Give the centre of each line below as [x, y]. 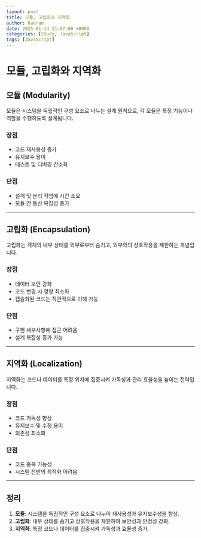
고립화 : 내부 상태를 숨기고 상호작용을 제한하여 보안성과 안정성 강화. [92, 521]
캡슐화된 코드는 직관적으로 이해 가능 [57, 299]
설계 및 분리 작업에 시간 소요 [48, 196]
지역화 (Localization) [44, 364]
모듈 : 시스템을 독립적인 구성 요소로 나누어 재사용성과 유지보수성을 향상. [97, 514]
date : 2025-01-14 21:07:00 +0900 [48, 28]
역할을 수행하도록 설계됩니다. [40, 118]
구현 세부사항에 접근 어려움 [46, 330]
